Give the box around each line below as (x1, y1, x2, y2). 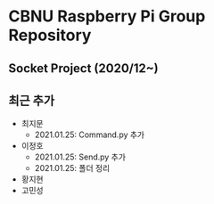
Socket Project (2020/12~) (8, 61, 159, 76)
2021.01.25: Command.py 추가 (34, 129, 144, 140)
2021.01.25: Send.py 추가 (34, 151, 127, 162)
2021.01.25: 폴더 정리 (34, 163, 111, 174)
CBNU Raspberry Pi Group (8, 6, 206, 27)
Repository (8, 25, 92, 45)
